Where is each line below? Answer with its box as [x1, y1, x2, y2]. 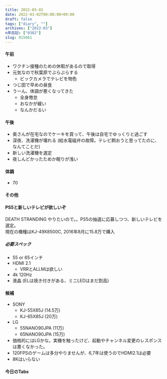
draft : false [5, 16, 32, 21]
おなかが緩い [19, 101, 46, 107]
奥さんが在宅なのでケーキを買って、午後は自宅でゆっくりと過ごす [12, 131, 148, 137]
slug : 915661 [5, 35, 32, 40]
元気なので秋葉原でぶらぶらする [12, 69, 78, 75]
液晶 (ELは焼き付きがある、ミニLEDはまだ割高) [12, 278, 109, 284]
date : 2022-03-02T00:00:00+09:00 [5, 12, 75, 17]
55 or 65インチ [12, 255, 43, 261]
